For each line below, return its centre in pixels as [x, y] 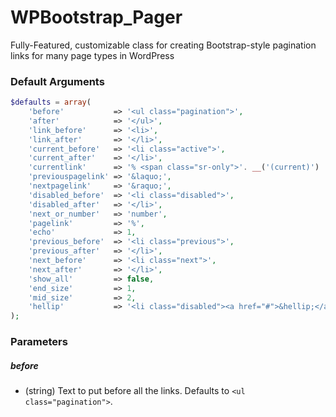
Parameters [39, 342]
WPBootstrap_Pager [96, 17]
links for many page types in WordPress [92, 55]
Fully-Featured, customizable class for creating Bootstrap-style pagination [163, 45]
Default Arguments [57, 81]
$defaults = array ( [51, 102]
